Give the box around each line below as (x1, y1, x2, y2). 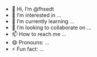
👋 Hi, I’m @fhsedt (11, 6, 54, 12)
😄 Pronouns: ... (11, 39, 50, 46)
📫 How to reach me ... (11, 31, 66, 37)
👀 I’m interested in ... (11, 12, 62, 19)
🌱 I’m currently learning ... (11, 18, 75, 24)
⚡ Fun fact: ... (11, 45, 44, 52)
